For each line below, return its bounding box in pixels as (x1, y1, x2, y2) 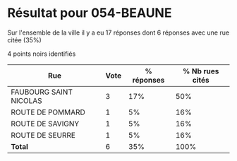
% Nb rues (182, 66, 219, 76)
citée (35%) (7, 35, 42, 44)
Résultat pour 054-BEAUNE (7, 5, 172, 21)
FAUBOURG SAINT (11, 87, 73, 97)
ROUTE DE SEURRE (11, 130, 76, 140)
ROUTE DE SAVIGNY (11, 119, 80, 129)
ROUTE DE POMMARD (11, 107, 86, 117)
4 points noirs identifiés (7, 49, 76, 58)
